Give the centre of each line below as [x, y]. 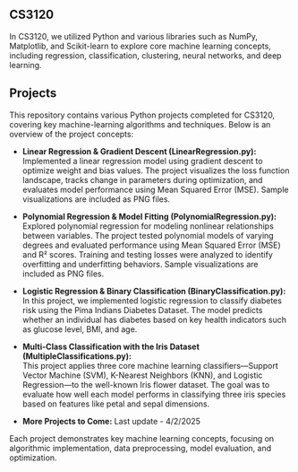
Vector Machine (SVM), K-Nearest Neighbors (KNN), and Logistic [142, 375]
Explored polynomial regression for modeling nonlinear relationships [148, 226]
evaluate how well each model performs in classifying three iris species [154, 394]
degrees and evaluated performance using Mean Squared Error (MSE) [152, 245]
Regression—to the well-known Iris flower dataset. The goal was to [146, 384]
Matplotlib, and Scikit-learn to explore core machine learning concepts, [140, 46]
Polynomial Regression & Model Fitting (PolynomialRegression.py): [149, 216]
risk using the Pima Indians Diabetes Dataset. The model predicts [142, 310]
